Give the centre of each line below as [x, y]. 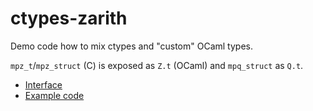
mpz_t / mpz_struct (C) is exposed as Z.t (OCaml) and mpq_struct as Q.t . [157, 65]
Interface [43, 84]
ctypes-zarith [69, 18]
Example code [54, 95]
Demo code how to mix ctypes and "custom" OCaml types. [131, 46]
